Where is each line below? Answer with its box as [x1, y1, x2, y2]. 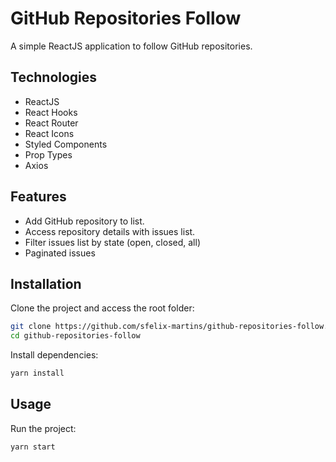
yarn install [10, 368, 65, 379]
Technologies [10, 69, 98, 86]
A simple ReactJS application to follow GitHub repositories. [10, 40, 253, 52]
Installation [10, 275, 82, 292]
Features [10, 188, 67, 206]
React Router [24, 117, 79, 129]
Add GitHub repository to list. [24, 215, 145, 227]
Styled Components [24, 138, 108, 150]
